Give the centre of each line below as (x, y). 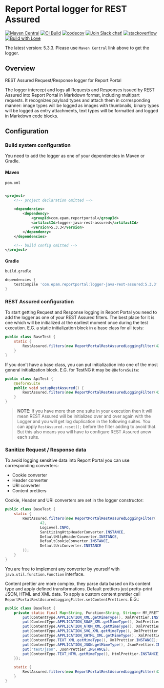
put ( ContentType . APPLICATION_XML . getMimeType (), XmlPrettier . (87, 617)
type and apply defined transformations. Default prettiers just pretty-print (79, 589)
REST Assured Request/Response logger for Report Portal (63, 80)
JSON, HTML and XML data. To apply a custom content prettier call (73, 594)
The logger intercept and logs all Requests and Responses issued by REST (80, 90)
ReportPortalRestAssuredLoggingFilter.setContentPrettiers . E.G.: (72, 599)
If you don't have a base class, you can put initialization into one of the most (82, 365)
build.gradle (18, 271)
